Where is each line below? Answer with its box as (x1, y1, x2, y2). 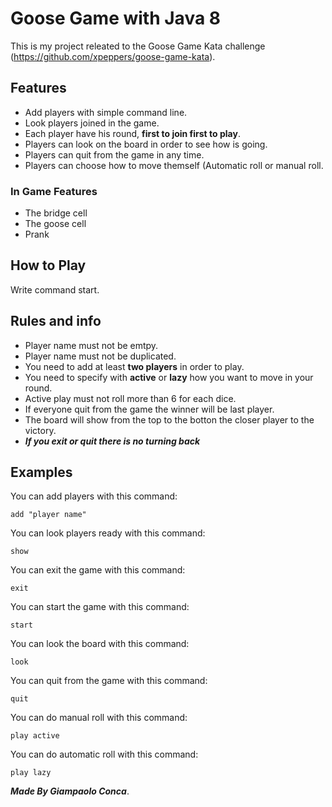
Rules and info (10, 313, 102, 330)
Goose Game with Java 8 (10, 7, 222, 30)
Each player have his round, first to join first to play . (24, 127, 241, 139)
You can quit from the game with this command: (10, 675, 208, 687)
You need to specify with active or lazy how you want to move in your (24, 371, 314, 383)
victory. (24, 424, 57, 436)
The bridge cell (24, 207, 88, 219)
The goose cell (24, 218, 87, 230)
